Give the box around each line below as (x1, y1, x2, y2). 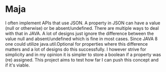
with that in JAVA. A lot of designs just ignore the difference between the (5, 30, 154, 36)
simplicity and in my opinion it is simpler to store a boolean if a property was (5, 51, 162, 58)
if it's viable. (5, 62, 30, 68)
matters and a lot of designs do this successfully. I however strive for (5, 46, 147, 52)
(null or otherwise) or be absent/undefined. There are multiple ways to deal (5, 25, 159, 31)
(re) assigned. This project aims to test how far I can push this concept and (5, 57, 159, 63)
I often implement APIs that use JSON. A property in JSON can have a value (5, 20, 161, 26)
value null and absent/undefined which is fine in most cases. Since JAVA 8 (5, 36, 158, 42)
